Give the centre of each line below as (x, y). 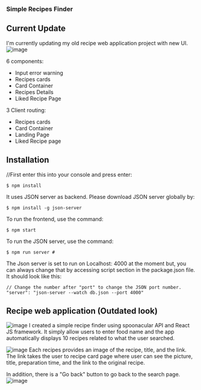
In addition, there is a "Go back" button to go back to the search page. (93, 374)
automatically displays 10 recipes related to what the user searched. (91, 338)
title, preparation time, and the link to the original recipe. (76, 363)
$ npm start (21, 230)
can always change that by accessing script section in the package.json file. (101, 269)
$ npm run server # (31, 252)
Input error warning (39, 73)
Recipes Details (34, 92)
